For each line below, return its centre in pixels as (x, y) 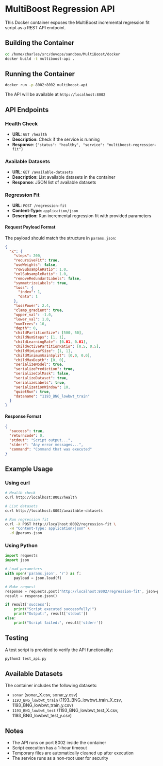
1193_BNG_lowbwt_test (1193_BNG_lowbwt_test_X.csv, (65, 710)
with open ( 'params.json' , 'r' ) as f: (43, 574)
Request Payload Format (30, 227)
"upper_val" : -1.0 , (33, 315)
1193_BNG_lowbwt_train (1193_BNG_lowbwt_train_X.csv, (67, 700)
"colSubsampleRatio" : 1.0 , (41, 274)
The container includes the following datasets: (51, 686)
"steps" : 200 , (28, 256)
